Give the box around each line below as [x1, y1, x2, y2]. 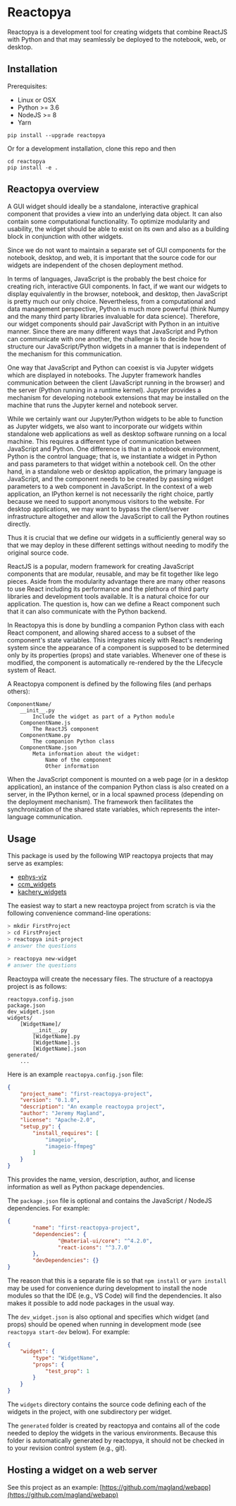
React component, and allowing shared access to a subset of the [7, 628, 196, 637]
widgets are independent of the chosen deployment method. [7, 261, 183, 269]
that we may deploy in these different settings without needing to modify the [7, 541, 229, 549]
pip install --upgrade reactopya [7, 131, 106, 139]
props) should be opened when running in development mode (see [7, 1320, 201, 1329]
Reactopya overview [7, 183, 100, 195]
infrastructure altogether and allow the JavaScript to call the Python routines [7, 512, 230, 520]
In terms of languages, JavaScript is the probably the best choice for [7, 274, 206, 283]
